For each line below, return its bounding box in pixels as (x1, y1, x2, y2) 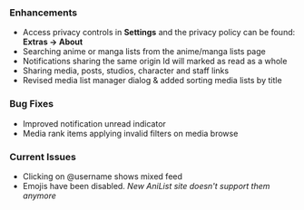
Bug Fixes (9, 98, 54, 110)
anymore (22, 190, 57, 201)
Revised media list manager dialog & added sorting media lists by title (22, 75, 283, 86)
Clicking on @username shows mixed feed (22, 170, 183, 182)
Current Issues (9, 150, 77, 163)
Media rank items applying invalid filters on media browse (22, 128, 239, 138)
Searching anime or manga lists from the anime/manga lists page (22, 46, 266, 57)
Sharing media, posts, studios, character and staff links (22, 65, 230, 76)
